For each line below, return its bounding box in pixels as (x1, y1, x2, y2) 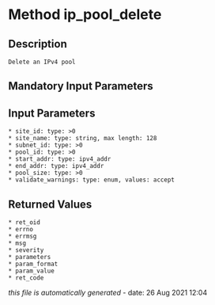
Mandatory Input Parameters (8, 79, 154, 93)
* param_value (8, 267, 55, 275)
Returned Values (8, 197, 92, 211)
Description (8, 37, 67, 51)
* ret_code (8, 274, 44, 282)
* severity (8, 246, 44, 254)
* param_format (8, 260, 58, 269)
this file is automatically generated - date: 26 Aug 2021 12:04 (8, 288, 208, 298)
